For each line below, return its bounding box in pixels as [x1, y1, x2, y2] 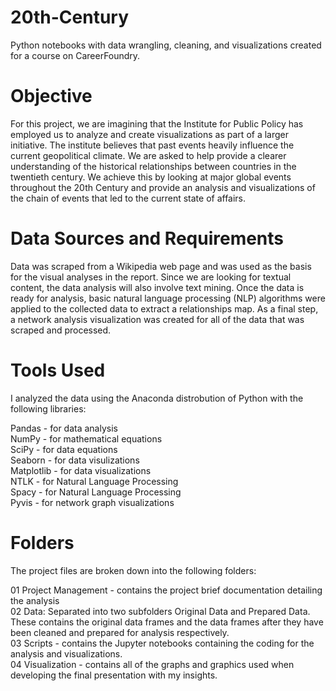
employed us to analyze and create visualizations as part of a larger [10, 128, 289, 140]
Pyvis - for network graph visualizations [10, 496, 175, 508]
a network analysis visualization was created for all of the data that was [10, 313, 305, 325]
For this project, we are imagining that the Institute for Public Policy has [10, 117, 304, 130]
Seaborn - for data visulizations [10, 454, 140, 466]
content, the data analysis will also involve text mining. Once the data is [10, 281, 305, 293]
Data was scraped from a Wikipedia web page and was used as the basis [10, 260, 312, 272]
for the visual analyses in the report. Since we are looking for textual [10, 271, 292, 283]
